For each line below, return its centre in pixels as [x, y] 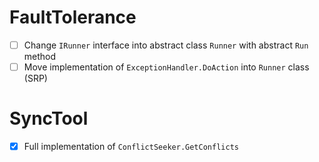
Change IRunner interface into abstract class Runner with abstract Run [166, 45]
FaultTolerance [73, 17]
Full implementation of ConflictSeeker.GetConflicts [131, 146]
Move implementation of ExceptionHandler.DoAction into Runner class [166, 67]
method [40, 56]
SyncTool [49, 118]
